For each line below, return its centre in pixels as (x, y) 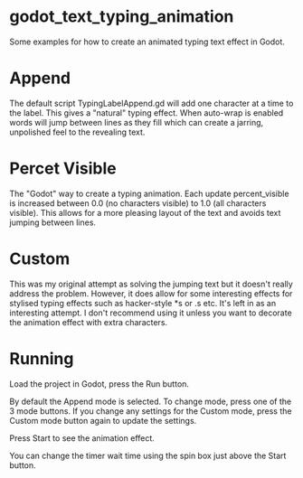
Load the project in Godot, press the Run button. (99, 384)
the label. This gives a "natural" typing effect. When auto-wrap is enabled (147, 112)
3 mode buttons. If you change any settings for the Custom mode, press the (151, 411)
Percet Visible (63, 169)
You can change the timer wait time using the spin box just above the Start (148, 455)
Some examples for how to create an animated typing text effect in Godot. (147, 42)
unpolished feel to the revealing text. (77, 132)
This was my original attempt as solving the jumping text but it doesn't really (151, 284)
